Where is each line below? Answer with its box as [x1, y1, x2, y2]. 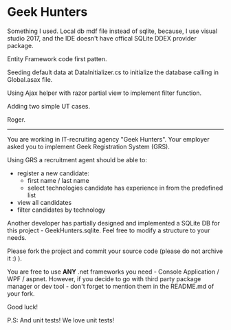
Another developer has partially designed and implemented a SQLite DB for [7, 219, 220, 227]
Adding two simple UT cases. [7, 102, 91, 110]
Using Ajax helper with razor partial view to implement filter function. [7, 89, 202, 97]
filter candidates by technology [16, 206, 106, 214]
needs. [7, 233, 27, 241]
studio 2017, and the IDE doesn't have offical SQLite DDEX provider [7, 34, 197, 42]
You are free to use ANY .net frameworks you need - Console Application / [7, 267, 219, 276]
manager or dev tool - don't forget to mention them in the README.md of [7, 282, 214, 290]
